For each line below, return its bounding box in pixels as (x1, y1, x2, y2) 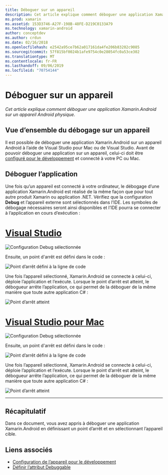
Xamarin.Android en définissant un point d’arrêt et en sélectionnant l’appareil (5, 426, 163, 432)
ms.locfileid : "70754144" (5, 68, 59, 73)
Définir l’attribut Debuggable (12, 464, 71, 470)
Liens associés (5, 445, 52, 454)
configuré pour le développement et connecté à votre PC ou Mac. (5, 155, 140, 161)
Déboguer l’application (5, 170, 78, 179)
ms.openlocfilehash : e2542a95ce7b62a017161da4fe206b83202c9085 (5, 45, 140, 50)
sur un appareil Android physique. (5, 111, 75, 117)
